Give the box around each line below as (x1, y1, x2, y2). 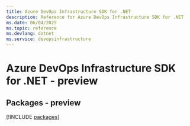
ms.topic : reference (6, 25, 57, 31)
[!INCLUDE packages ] (6, 114, 60, 120)
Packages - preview (6, 98, 81, 108)
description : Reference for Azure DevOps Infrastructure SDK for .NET (6, 14, 184, 20)
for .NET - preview (6, 75, 98, 88)
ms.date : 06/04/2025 (6, 20, 57, 25)
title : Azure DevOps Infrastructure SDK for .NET (6, 8, 131, 15)
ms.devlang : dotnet (6, 31, 54, 37)
